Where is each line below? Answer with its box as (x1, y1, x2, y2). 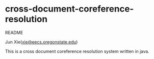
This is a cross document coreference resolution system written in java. (5, 48, 150, 54)
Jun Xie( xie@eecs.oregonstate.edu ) (5, 39, 78, 44)
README (5, 29, 24, 35)
